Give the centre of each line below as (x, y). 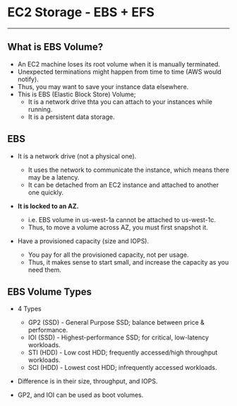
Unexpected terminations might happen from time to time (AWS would (120, 71)
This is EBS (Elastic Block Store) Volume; (77, 94)
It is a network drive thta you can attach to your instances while (120, 101)
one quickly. (46, 192)
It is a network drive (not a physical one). (77, 156)
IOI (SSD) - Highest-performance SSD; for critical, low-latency (119, 337)
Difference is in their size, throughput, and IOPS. (87, 381)
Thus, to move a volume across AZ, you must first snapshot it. (118, 227)
